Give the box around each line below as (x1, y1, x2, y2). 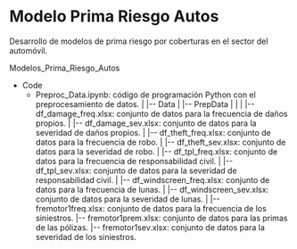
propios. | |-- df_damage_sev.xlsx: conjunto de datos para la (35, 118, 257, 129)
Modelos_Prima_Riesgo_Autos (9, 62, 120, 73)
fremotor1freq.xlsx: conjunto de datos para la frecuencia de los (35, 203, 268, 213)
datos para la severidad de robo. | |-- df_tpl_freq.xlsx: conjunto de (35, 145, 278, 157)
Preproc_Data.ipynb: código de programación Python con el (35, 89, 256, 100)
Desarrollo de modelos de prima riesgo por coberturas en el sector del (9, 36, 268, 46)
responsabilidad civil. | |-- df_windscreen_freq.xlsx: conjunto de (35, 174, 270, 185)
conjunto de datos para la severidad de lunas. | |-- (35, 194, 220, 204)
